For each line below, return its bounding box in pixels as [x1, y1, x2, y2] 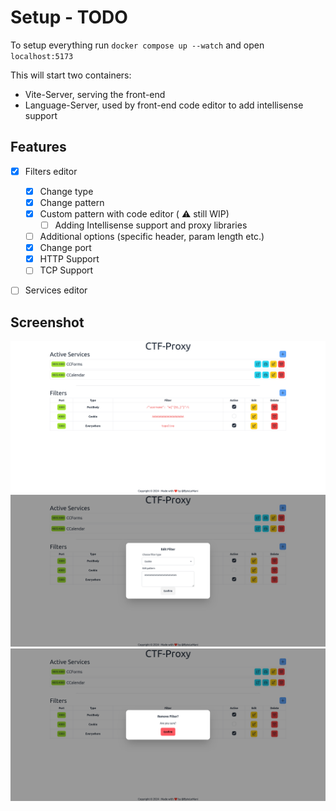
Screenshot [10, 314, 85, 331]
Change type [39, 185, 94, 197]
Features [10, 139, 67, 156]
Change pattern [39, 196, 105, 208]
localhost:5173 [10, 51, 74, 61]
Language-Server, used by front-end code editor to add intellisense [24, 99, 304, 111]
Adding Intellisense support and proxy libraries [54, 219, 248, 231]
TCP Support [39, 264, 94, 276]
